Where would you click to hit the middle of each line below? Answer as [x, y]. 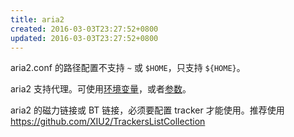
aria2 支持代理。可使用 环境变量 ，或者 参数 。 [101, 89]
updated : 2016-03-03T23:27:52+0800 [84, 38]
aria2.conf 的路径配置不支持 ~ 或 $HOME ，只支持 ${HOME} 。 [128, 68]
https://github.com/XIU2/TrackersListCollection [108, 122]
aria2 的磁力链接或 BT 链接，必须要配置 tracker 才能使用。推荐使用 [147, 110]
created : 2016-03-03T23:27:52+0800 [84, 29]
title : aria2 [37, 19]
